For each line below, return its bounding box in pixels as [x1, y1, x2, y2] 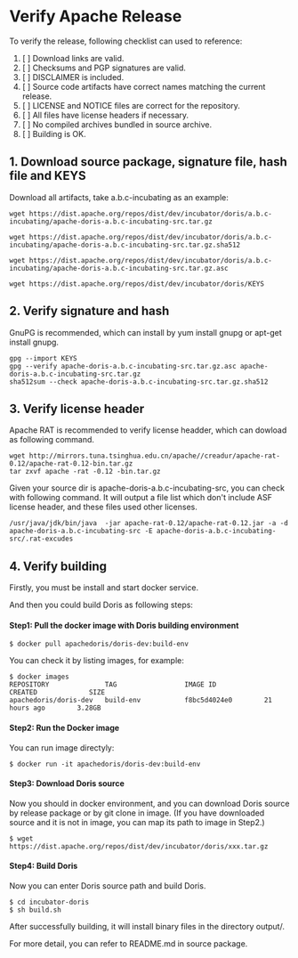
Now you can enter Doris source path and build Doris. [9, 881, 206, 891]
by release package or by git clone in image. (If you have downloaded [9, 808, 265, 818]
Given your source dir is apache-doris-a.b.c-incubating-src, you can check [9, 483, 285, 493]
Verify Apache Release [9, 6, 182, 27]
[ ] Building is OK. [21, 128, 86, 139]
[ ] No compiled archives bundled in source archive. [21, 118, 213, 130]
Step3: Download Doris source [9, 778, 125, 789]
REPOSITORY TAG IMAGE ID [9, 680, 217, 689]
